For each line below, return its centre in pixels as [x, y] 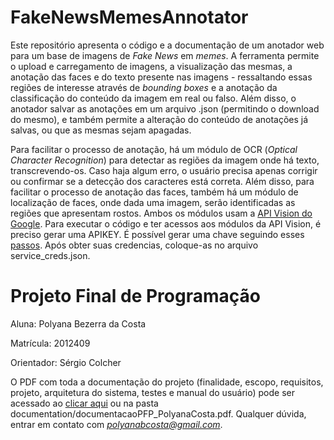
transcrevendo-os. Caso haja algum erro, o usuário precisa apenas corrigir [164, 170]
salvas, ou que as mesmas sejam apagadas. [101, 130]
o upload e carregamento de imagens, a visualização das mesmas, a [151, 66]
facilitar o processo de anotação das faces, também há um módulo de [154, 192]
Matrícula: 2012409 [50, 343]
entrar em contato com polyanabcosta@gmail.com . [116, 424]
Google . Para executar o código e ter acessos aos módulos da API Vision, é [166, 223]
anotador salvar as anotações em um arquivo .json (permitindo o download [165, 108]
